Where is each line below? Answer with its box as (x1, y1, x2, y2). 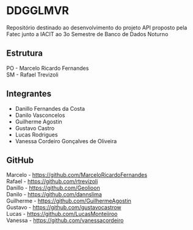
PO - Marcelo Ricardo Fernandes (6, 64, 89, 72)
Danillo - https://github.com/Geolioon (6, 184, 100, 191)
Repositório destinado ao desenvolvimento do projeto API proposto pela (6, 24, 188, 31)
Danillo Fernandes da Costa (15, 105, 86, 112)
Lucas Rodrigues (15, 131, 58, 138)
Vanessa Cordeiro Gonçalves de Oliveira (15, 137, 117, 144)
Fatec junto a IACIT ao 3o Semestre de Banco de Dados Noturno (6, 30, 169, 37)
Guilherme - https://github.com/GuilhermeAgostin (6, 197, 131, 205)
